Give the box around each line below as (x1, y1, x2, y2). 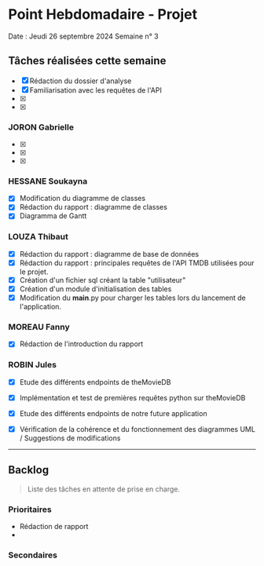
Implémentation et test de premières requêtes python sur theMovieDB (19, 393, 246, 402)
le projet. (19, 267, 49, 276)
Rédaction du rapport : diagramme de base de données (19, 249, 199, 258)
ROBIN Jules (8, 360, 57, 371)
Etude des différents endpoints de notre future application (19, 408, 207, 418)
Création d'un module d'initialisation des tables (19, 284, 172, 294)
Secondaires (8, 550, 57, 561)
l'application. (19, 302, 61, 312)
